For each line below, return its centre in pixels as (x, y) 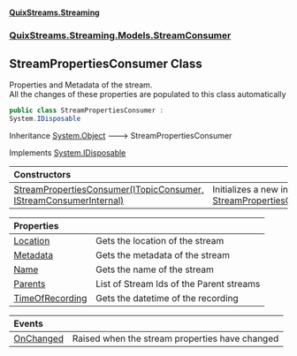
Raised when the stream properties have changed (175, 338)
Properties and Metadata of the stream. (81, 85)
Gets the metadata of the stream (163, 255)
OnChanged (39, 338)
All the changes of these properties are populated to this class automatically (148, 95)
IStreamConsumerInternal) (69, 201)
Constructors (42, 175)
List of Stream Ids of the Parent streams (178, 284)
